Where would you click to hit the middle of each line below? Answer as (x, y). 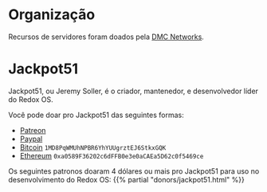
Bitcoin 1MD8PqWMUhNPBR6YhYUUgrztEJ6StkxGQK (93, 147)
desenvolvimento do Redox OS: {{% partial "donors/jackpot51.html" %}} (126, 179)
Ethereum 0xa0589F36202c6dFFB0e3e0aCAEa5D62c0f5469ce (112, 155)
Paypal (31, 139)
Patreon (33, 130)
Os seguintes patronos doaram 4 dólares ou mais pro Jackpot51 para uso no (134, 171)
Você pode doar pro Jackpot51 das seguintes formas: (96, 115)
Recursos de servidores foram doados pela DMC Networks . (106, 37)
